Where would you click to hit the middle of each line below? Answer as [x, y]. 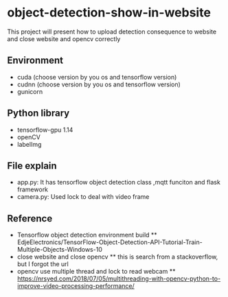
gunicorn [30, 91]
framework [33, 189]
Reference [30, 218]
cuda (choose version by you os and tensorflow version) [97, 77]
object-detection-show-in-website [109, 13]
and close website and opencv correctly [64, 38]
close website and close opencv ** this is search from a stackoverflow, [117, 257]
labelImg [29, 144]
